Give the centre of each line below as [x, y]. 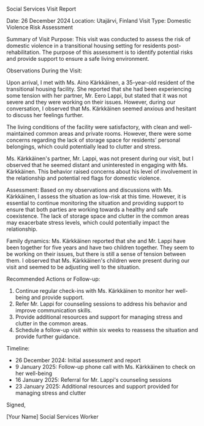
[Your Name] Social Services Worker [53, 416]
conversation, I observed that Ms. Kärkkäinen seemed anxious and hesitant [101, 109]
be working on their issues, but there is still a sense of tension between [96, 254]
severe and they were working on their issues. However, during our [91, 102]
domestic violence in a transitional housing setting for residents [86, 46]
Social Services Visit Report [41, 9]
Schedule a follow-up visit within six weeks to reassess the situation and [107, 330]
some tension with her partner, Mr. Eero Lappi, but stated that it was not [97, 95]
